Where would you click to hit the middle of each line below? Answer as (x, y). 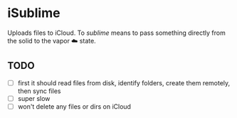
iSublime (34, 13)
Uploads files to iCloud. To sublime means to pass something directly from (116, 33)
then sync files (39, 91)
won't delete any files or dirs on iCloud (74, 106)
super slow (34, 98)
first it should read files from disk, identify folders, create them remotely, (124, 82)
